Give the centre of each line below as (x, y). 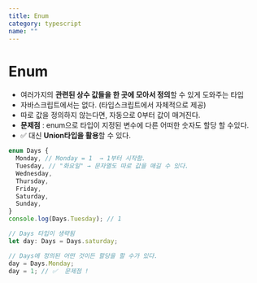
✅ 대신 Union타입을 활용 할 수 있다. (76, 136)
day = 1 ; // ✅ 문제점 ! (49, 271)
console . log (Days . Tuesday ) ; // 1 (65, 219)
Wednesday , (34, 173)
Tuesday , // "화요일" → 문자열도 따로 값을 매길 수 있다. (102, 166)
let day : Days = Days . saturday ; (63, 241)
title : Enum (28, 16)
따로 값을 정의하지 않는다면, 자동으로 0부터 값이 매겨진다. (110, 115)
